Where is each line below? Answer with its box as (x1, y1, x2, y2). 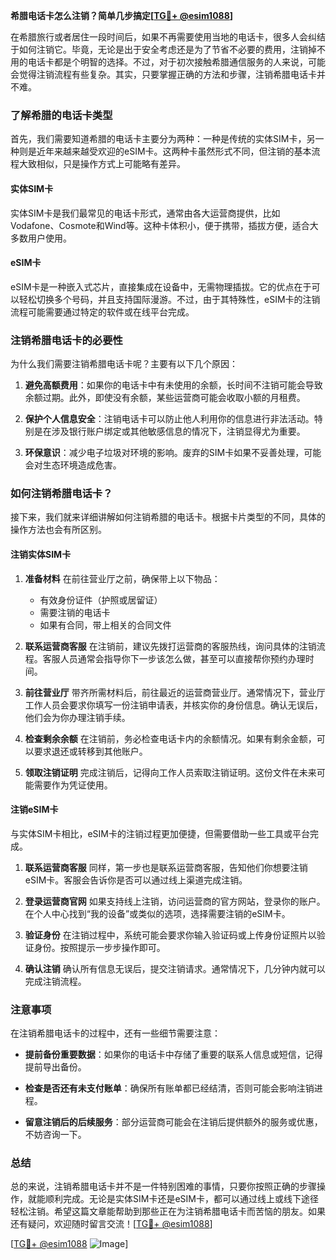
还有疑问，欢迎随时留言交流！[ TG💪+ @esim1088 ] (10, 1218, 213, 1230)
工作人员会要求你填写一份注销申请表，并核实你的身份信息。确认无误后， (24, 699, 323, 711)
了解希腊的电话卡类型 (10, 108, 113, 122)
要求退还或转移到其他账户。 (33, 745, 148, 757)
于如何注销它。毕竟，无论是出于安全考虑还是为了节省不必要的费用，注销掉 (10, 44, 317, 55)
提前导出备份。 (24, 1061, 87, 1073)
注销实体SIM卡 (10, 548, 72, 560)
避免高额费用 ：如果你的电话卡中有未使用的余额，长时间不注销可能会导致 (24, 379, 323, 391)
